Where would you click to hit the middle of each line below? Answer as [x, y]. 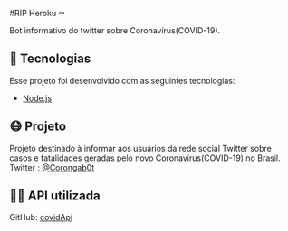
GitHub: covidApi [41, 217]
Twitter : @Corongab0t [52, 167]
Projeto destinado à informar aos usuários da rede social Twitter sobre [140, 148]
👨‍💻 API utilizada [55, 196]
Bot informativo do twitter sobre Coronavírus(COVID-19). [115, 30]
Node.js [37, 97]
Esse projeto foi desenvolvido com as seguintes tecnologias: [122, 80]
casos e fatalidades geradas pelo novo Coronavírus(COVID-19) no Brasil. [145, 158]
